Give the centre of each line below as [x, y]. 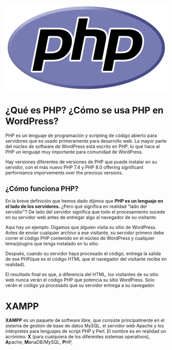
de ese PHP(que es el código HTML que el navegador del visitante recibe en [86, 259]
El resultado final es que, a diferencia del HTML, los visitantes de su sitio [82, 275]
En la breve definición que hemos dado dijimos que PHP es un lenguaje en [84, 201]
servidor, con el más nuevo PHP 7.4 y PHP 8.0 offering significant [74, 167]
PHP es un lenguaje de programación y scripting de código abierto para [81, 135]
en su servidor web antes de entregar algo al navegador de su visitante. [81, 218]
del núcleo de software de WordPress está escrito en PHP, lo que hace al [83, 146]
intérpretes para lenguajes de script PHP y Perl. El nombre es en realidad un [86, 331]
